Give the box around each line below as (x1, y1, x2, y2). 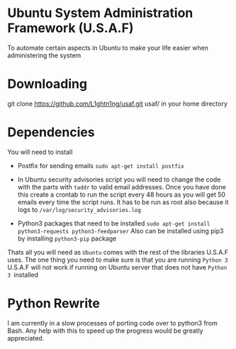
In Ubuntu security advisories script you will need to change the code (17, 175, 221, 184)
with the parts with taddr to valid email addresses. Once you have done (17, 182, 227, 191)
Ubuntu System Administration (7, 5, 193, 21)
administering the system (7, 51, 82, 60)
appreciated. (7, 333, 45, 342)
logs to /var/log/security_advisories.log (17, 205, 142, 214)
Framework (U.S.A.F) (7, 20, 134, 36)
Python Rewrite (7, 296, 101, 311)
